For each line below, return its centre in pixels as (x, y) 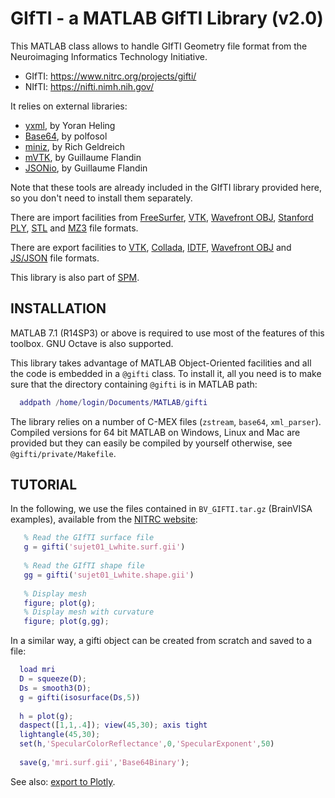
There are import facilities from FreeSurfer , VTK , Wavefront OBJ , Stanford (162, 217)
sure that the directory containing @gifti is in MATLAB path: (134, 384)
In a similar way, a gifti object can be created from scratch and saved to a (161, 641)
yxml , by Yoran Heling (70, 125)
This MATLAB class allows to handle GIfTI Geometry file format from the (159, 46)
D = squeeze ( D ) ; (53, 679)
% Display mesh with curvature (89, 612)
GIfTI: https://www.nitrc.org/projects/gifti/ (110, 76)
